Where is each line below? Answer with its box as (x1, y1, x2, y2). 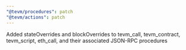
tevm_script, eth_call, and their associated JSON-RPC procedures (6, 37, 168, 44)
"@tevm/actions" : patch (6, 14, 66, 20)
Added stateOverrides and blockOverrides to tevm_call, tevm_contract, (6, 30, 181, 37)
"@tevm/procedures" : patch (6, 8, 73, 15)
